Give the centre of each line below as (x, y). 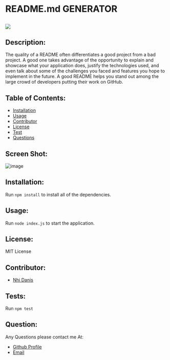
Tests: (15, 296)
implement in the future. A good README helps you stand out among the (82, 76)
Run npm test (19, 309)
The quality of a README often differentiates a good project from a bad (81, 55)
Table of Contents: (36, 98)
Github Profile (27, 347)
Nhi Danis (23, 280)
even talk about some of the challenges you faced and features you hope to (85, 71)
